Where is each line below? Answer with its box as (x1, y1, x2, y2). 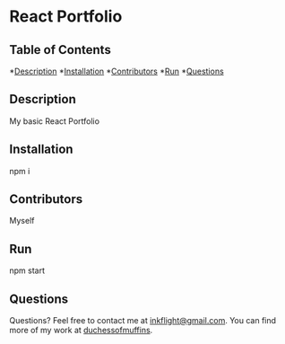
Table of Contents (9, 42, 112, 57)
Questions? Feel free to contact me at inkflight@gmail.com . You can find (9, 315, 276, 326)
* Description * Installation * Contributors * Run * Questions (9, 66, 224, 76)
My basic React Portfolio (9, 115, 100, 127)
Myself (9, 216, 35, 226)
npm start (9, 265, 46, 276)
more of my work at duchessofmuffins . (9, 325, 153, 336)
